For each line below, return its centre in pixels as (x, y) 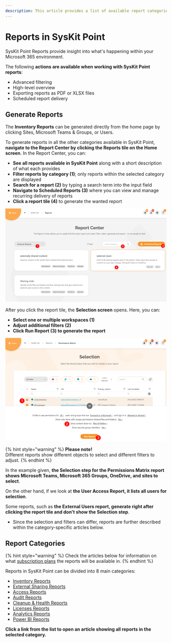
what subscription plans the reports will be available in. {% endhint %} (79, 561)
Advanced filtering (32, 82)
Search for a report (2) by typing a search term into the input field (82, 185)
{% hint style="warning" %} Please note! (49, 449)
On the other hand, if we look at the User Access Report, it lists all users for (86, 491)
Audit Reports (27, 598)
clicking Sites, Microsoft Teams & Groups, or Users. (60, 132)
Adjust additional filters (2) (42, 325)
